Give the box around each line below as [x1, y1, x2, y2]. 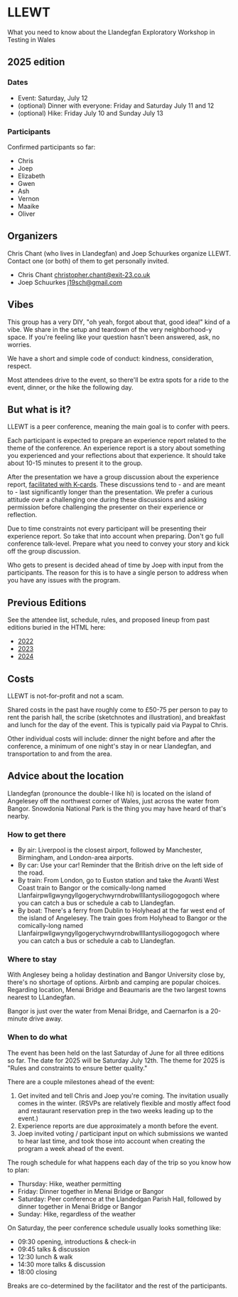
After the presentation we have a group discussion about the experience [7, 473, 219, 481]
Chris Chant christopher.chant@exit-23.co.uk [17, 270, 151, 278]
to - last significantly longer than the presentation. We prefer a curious [7, 488, 213, 496]
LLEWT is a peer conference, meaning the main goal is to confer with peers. [7, 422, 230, 431]
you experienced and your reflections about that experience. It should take [7, 452, 226, 460]
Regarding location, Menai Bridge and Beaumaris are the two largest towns [7, 986, 227, 994]
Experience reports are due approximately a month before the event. [17, 1121, 219, 1130]
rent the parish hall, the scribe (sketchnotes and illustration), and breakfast [7, 713, 226, 722]
